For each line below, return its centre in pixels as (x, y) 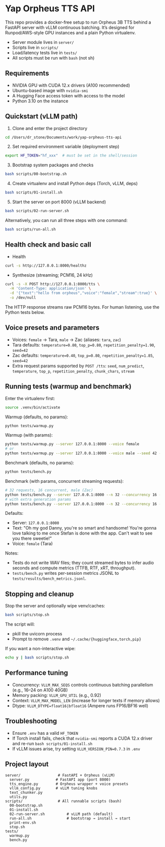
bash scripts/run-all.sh (30, 229)
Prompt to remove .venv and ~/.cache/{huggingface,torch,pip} (77, 639)
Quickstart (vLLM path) (41, 116)
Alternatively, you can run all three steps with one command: (66, 220)
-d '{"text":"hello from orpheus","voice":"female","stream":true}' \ (83, 293)
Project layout (27, 764)
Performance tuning (37, 673)
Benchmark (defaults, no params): (40, 463)
